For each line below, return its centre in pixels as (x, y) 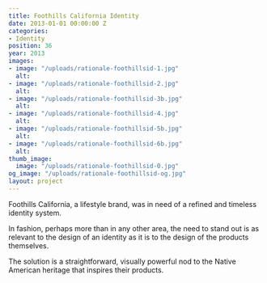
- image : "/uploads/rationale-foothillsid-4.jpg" (94, 114)
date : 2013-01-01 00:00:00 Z (57, 23)
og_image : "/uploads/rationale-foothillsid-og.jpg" (97, 174)
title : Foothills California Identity (74, 16)
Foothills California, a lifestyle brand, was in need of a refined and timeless (133, 204)
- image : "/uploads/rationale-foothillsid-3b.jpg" (95, 99)
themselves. (29, 245)
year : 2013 (27, 53)
